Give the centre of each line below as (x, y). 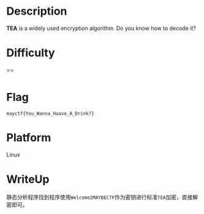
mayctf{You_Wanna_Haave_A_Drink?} (51, 113)
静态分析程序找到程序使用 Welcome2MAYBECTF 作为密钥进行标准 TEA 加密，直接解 (102, 197)
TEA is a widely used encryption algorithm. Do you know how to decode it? (101, 28)
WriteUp (28, 179)
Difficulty (31, 53)
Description (37, 11)
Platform (29, 138)
